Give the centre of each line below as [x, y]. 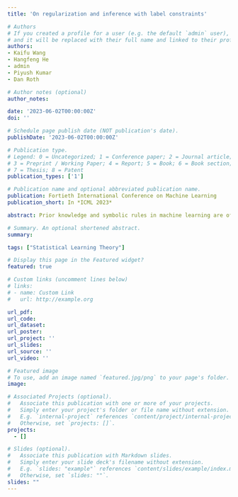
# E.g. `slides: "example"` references [69, 469]
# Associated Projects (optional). [60, 397]
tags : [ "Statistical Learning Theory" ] [66, 247]
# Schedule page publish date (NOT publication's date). [93, 131]
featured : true [30, 267]
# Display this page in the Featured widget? [75, 260]
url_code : [22, 319]
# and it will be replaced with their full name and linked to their [112, 40]
